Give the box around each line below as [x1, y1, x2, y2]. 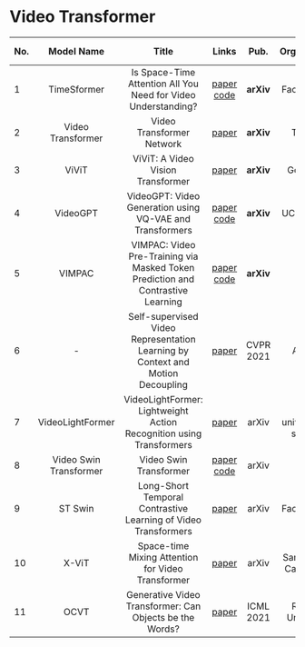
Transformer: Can [125, 600, 202, 612]
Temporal [143, 491, 184, 503]
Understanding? [129, 100, 198, 113]
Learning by [137, 343, 189, 356]
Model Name [48, 45, 105, 57]
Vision [149, 164, 177, 176]
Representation [131, 333, 197, 345]
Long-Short [137, 479, 189, 492]
